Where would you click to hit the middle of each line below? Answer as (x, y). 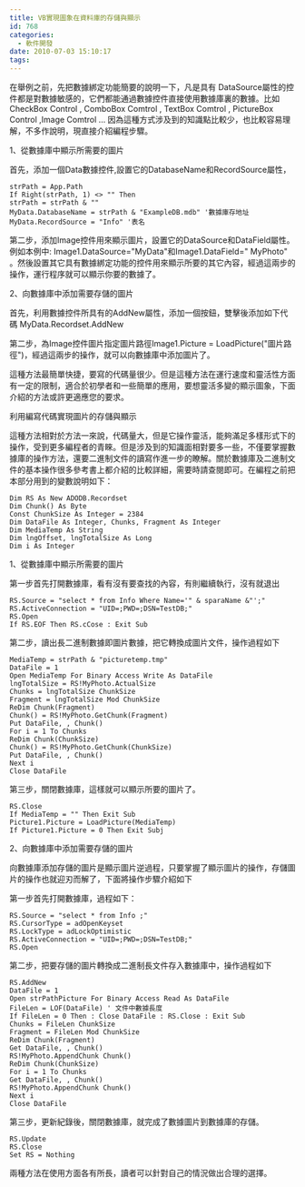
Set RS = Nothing (42, 1155)
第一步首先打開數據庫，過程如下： (73, 898)
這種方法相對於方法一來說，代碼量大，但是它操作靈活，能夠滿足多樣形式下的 (152, 436)
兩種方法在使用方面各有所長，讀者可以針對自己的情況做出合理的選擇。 (141, 1173)
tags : (20, 60)
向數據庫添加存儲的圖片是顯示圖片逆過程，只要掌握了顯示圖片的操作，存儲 (148, 868)
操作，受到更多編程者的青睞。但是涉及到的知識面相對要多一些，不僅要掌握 (148, 447)
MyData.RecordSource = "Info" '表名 (77, 222)
